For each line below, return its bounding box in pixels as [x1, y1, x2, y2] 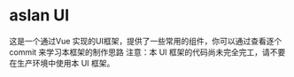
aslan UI [9, 5, 70, 26]
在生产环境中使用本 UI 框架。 [9, 58, 115, 68]
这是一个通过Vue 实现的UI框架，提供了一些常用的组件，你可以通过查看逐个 [9, 35, 282, 46]
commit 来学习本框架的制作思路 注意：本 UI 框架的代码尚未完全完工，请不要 [9, 46, 286, 58]
